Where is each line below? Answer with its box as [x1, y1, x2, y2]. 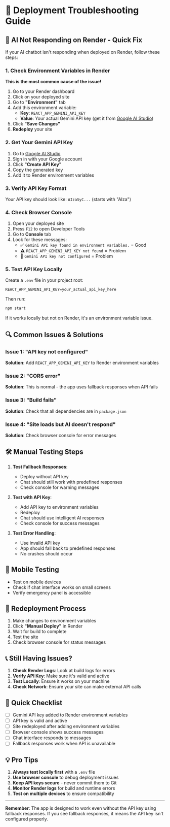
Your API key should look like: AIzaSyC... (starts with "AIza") [5, 196, 132, 202]
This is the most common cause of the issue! [5, 79, 102, 85]
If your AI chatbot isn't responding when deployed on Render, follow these [5, 49, 160, 55]
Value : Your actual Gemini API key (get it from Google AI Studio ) [20, 115, 154, 121]
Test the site [12, 634, 39, 640]
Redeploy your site [12, 126, 53, 133]
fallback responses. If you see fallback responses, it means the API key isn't [5, 811, 163, 817]
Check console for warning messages [20, 484, 100, 490]
